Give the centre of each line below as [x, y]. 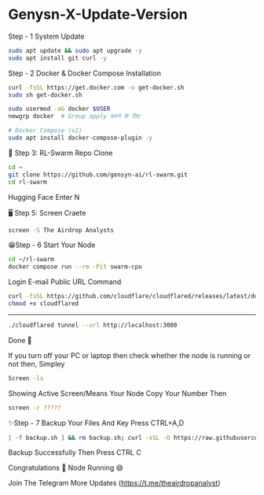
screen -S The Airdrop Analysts [61, 230]
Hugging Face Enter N [44, 197]
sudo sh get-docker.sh [45, 95]
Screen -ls [26, 378]
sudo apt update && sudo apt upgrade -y [75, 50]
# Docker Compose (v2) [45, 131]
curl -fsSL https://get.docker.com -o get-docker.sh [96, 87]
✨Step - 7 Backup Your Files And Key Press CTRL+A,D [96, 423]
